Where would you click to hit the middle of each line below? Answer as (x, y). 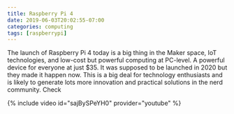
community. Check (34, 90)
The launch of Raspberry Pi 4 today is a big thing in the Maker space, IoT (112, 53)
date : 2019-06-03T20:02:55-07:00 (56, 20)
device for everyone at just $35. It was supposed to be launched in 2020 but (117, 67)
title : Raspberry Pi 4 (40, 14)
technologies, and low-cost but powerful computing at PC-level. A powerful (116, 60)
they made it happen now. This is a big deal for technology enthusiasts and (115, 75)
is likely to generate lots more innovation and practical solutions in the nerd (115, 82)
